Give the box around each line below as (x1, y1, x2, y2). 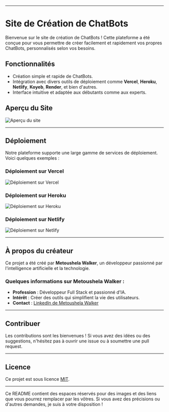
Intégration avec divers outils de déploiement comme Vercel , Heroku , (12, 79, 157, 85)
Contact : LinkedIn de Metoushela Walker (12, 300, 99, 306)
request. (5, 344, 23, 350)
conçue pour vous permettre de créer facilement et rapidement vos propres (5, 40, 162, 46)
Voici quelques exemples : (5, 155, 59, 161)
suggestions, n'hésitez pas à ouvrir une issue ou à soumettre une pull (5, 338, 149, 344)
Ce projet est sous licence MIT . (5, 376, 70, 382)
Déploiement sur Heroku (5, 192, 66, 199)
